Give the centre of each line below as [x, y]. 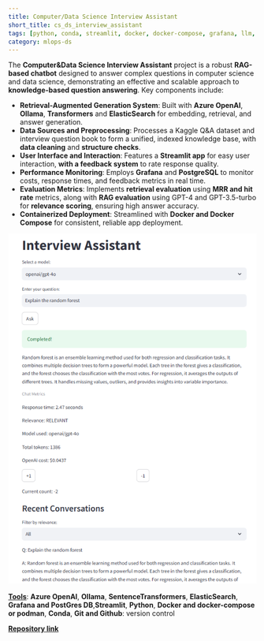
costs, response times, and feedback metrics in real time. [113, 181]
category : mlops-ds [40, 42]
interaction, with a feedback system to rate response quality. [119, 164]
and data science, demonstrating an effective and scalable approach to [124, 82]
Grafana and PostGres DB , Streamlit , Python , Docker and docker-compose [132, 605]
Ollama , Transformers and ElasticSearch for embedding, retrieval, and [136, 114]
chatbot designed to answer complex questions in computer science [142, 73]
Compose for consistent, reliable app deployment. [101, 223]
